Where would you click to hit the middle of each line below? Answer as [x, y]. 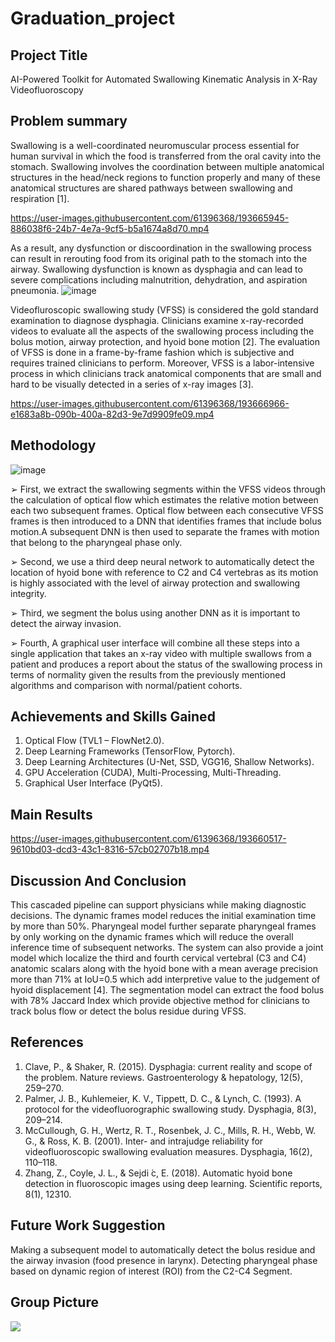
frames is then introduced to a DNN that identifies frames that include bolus [166, 521]
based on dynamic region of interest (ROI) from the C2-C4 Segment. [151, 1271]
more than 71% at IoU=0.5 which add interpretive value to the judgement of [165, 979]
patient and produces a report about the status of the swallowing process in [166, 664]
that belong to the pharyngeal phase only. [96, 542]
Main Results [51, 814]
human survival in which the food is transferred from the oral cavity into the [166, 156]
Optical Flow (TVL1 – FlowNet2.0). [94, 741]
